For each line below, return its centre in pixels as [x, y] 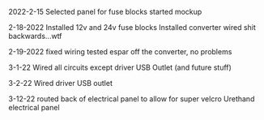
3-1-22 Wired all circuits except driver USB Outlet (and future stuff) [120, 67]
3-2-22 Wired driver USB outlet [61, 83]
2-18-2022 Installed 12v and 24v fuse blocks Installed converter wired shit [132, 27]
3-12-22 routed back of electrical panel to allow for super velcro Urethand [132, 99]
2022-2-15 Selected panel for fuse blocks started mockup [105, 12]
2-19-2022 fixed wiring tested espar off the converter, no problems [120, 51]
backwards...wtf [35, 36]
